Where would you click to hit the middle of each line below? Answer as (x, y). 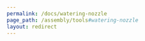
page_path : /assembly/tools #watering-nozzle (72, 20)
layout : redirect (32, 26)
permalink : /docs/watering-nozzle (57, 14)
